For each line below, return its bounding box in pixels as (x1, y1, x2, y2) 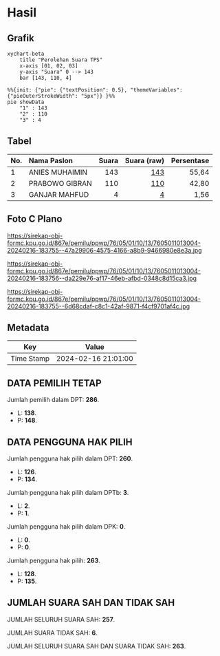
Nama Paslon (28, 156, 74, 165)
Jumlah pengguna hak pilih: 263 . (7, 556, 101, 565)
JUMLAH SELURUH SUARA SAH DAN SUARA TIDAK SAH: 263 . (7, 642, 186, 650)
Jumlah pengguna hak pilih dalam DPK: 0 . (7, 522, 126, 531)
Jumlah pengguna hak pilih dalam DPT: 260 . (7, 454, 133, 463)
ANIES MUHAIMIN (28, 167, 88, 177)
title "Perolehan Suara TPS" (19, 56, 103, 63)
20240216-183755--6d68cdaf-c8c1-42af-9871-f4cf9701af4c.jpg (7, 301, 190, 310)
